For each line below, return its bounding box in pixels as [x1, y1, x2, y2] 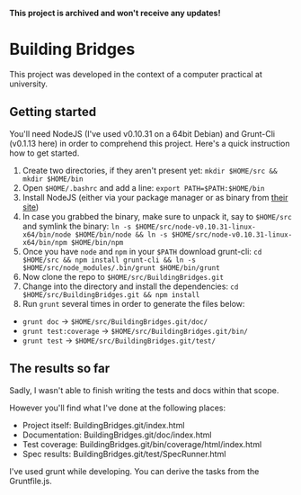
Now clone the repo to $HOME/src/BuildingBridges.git [22, 271, 225, 282]
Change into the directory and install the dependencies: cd [22, 281, 239, 292]
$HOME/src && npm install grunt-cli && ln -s [22, 256, 196, 265]
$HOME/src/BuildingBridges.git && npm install [22, 290, 200, 300]
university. [9, 78, 48, 89]
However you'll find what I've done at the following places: [9, 402, 226, 413]
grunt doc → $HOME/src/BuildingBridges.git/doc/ [22, 315, 208, 327]
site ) [22, 202, 40, 212]
